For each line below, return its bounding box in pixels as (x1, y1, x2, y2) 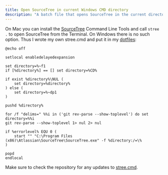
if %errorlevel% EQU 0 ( (5, 129, 57, 134)
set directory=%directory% (14, 81, 70, 86)
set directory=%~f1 (5, 63, 46, 68)
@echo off (5, 46, 26, 51)
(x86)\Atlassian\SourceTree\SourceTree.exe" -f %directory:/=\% (5, 138, 142, 143)
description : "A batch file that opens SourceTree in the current (5, 12, 146, 17)
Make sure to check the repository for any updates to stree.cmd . (5, 164, 138, 170)
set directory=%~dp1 (14, 89, 57, 95)
